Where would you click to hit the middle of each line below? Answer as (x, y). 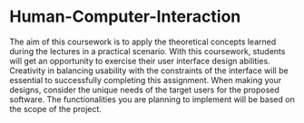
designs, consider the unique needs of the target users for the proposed (144, 90)
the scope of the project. (56, 109)
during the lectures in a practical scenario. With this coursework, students (147, 51)
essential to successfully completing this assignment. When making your (146, 80)
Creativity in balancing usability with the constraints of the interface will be (149, 71)
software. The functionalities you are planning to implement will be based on (152, 99)
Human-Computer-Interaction (125, 17)
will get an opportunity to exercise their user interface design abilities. (140, 61)
